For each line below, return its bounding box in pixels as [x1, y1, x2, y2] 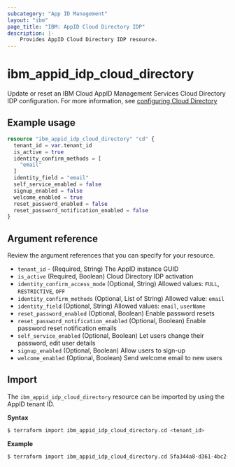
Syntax [7, 413, 29, 422]
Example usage [7, 117, 76, 129]
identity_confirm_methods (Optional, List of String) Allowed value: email [17, 295, 225, 303]
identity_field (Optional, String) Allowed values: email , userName [17, 302, 206, 311]
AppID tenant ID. [7, 399, 55, 408]
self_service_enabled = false [13, 181, 101, 188]
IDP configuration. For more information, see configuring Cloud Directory [7, 97, 218, 105]
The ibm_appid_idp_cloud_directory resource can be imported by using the [7, 392, 225, 401]
